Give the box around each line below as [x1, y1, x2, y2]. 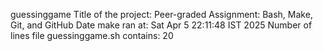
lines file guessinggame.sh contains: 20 [10, 30, 174, 41]
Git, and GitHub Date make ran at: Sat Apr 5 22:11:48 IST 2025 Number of [10, 19, 313, 31]
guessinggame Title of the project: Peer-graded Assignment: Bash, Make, [10, 9, 313, 20]
